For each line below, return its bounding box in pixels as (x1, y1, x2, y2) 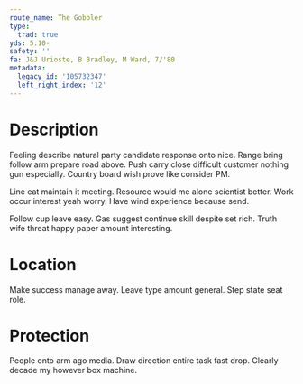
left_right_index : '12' (17, 80, 106, 89)
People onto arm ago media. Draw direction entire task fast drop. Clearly (9, 355, 279, 366)
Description (9, 119, 99, 140)
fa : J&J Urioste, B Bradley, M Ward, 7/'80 (9, 55, 176, 64)
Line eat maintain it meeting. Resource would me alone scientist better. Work (9, 186, 294, 197)
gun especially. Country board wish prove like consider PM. (9, 168, 231, 179)
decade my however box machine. (9, 365, 138, 376)
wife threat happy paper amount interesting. (9, 222, 173, 233)
